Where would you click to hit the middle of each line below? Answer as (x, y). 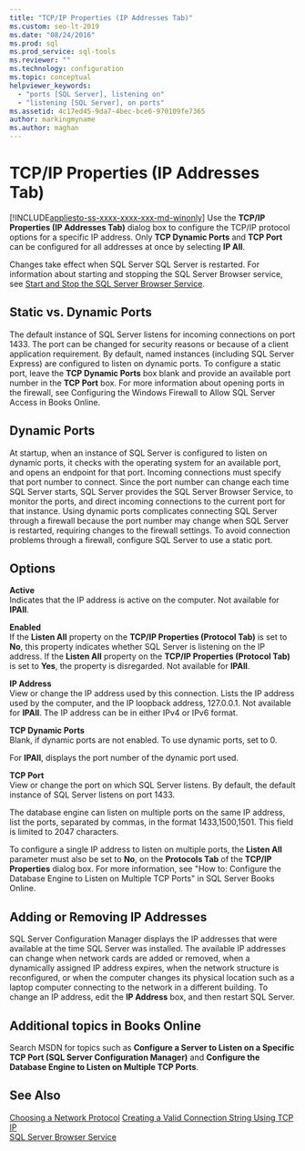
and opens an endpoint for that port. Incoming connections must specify (146, 472)
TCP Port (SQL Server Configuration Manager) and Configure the (135, 1057)
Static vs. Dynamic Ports (81, 312)
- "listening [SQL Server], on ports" (91, 103)
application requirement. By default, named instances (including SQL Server (152, 354)
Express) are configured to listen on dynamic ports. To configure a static (145, 363)
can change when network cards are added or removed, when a (130, 959)
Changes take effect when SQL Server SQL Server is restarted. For (135, 264)
